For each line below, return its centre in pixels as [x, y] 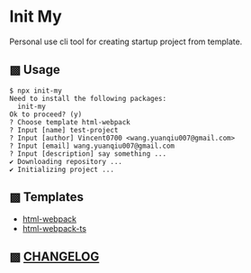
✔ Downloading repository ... [66, 161]
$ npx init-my [36, 91]
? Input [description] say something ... [88, 154]
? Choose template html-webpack [70, 122]
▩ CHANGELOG [54, 256]
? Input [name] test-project [64, 130]
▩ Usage [35, 70]
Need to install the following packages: [88, 98]
